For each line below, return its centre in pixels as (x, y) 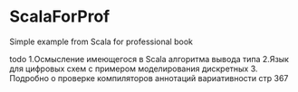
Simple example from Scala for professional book (101, 41)
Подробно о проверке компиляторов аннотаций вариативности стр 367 (149, 78)
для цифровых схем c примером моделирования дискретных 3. (134, 69)
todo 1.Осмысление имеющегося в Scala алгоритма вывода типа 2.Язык (149, 59)
